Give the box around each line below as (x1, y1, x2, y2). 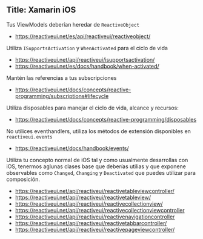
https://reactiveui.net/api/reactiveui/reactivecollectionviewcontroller (15, 206, 185, 214)
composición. (6, 175, 41, 183)
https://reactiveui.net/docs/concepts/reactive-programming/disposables (15, 116, 197, 123)
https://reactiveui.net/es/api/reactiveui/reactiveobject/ (15, 33, 151, 40)
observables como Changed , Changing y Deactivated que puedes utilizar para (6, 169, 196, 176)
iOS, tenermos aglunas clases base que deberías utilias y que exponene (6, 163, 187, 170)
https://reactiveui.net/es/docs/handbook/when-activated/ (15, 62, 159, 70)
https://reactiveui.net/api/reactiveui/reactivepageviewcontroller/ (15, 226, 175, 233)
